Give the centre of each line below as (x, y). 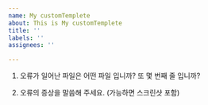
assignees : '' (32, 45)
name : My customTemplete (49, 16)
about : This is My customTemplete (65, 23)
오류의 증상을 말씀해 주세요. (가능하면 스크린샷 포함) (100, 93)
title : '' (25, 30)
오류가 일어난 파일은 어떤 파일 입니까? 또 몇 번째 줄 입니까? (110, 76)
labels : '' (26, 38)
